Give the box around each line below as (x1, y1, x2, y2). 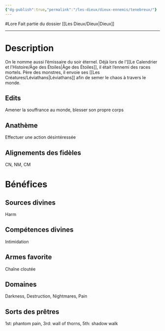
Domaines (5, 280, 37, 289)
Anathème (5, 121, 38, 129)
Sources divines (5, 198, 55, 207)
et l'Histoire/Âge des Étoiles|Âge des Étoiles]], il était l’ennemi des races (5, 64, 151, 70)
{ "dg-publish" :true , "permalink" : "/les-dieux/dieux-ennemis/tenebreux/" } (5, 7, 157, 12)
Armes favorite (5, 253, 52, 261)
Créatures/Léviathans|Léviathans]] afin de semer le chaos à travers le (5, 74, 146, 80)
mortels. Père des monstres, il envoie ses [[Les (5, 69, 100, 75)
